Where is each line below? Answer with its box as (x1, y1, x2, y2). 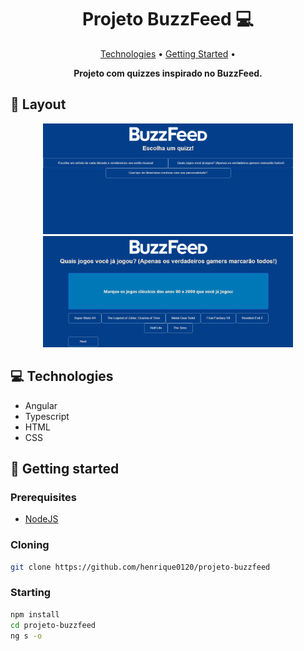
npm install (10, 609, 60, 620)
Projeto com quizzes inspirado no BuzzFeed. (73, 67, 263, 79)
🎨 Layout (10, 96, 67, 113)
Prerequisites (10, 490, 77, 504)
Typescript (24, 410, 70, 422)
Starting (10, 586, 52, 600)
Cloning (10, 538, 50, 552)
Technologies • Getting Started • (99, 47, 237, 60)
